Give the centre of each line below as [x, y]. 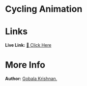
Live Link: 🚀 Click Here [28, 45]
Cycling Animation [44, 9]
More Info [25, 65]
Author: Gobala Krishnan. [31, 79]
